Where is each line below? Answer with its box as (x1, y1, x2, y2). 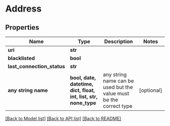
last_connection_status (8, 63, 65, 70)
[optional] (139, 87, 162, 94)
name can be (103, 78, 134, 84)
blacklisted (8, 55, 35, 61)
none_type (70, 99, 97, 106)
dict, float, (70, 87, 95, 94)
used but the (103, 84, 133, 91)
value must (103, 90, 130, 97)
